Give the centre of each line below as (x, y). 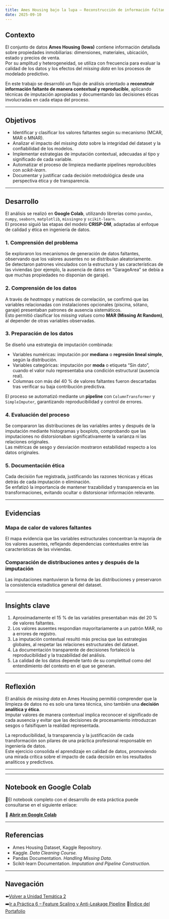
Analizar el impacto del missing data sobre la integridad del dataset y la (87, 143)
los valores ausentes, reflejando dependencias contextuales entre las (77, 544)
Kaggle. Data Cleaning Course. (45, 852)
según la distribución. (35, 360)
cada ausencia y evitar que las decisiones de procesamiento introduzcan (81, 720)
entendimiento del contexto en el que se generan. (64, 666)
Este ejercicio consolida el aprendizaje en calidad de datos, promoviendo (81, 752)
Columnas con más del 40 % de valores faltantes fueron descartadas (84, 381)
